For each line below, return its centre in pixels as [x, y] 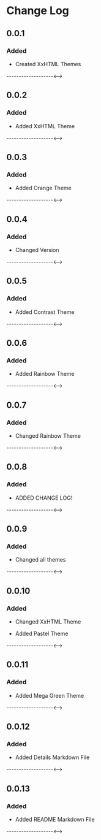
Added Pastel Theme [42, 634]
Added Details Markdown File [52, 757]
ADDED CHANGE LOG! [44, 498]
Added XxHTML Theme [45, 126]
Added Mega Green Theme [50, 695]
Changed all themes [40, 560]
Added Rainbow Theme [45, 374]
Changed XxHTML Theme [48, 622]
